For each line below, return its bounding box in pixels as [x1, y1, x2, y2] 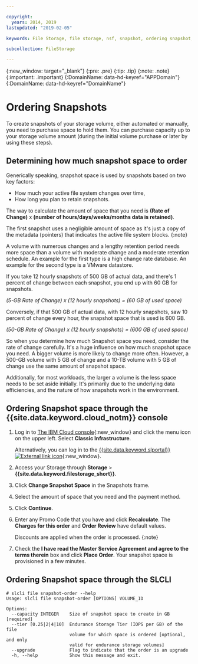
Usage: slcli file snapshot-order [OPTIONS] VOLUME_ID [6, 596, 144, 601]
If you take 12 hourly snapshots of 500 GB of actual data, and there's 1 [6, 273, 177, 280]
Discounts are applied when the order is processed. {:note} [14, 534, 159, 541]
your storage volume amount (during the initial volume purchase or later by [6, 133, 188, 140]
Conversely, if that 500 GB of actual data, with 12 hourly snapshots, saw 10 [6, 308, 188, 315]
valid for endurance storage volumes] [69, 642, 165, 648]
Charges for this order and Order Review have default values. [14, 522, 166, 529]
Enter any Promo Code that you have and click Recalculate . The [14, 516, 171, 523]
